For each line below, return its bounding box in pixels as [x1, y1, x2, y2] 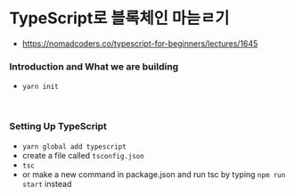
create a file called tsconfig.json [21, 150, 144, 160]
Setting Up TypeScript [9, 120, 107, 133]
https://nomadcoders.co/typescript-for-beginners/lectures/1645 [21, 37, 258, 49]
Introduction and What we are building [9, 60, 179, 72]
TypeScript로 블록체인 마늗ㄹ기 [9, 8, 230, 29]
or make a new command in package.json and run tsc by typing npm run [21, 168, 286, 179]
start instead [21, 178, 72, 189]
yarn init [21, 82, 60, 92]
